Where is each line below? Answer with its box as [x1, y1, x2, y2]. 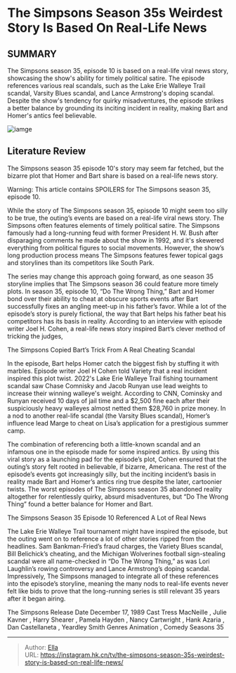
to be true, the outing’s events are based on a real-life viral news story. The [7, 213, 225, 222]
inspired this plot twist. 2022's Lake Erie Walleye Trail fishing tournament [7, 374, 218, 383]
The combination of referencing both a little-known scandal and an [7, 440, 201, 448]
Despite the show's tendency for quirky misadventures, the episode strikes [7, 96, 225, 105]
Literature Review [7, 146, 86, 158]
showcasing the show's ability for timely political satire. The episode [7, 74, 205, 82]
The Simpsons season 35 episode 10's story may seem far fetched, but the [7, 164, 225, 172]
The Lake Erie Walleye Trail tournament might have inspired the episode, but [7, 527, 228, 535]
